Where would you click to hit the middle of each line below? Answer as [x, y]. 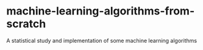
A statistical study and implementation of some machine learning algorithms [101, 40]
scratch [26, 24]
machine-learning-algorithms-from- [101, 11]
